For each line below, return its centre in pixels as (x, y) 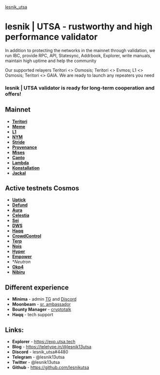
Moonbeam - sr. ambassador (41, 304)
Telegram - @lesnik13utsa (38, 357)
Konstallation (26, 168)
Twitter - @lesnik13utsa (36, 362)
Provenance (24, 147)
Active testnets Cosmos (42, 188)
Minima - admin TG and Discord (44, 299)
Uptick (19, 200)
